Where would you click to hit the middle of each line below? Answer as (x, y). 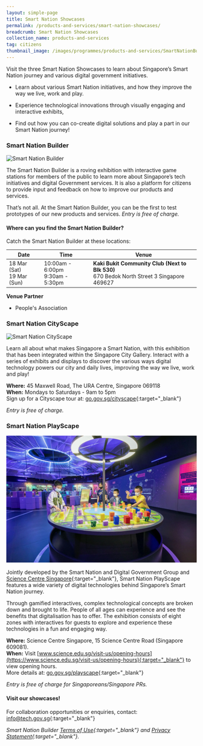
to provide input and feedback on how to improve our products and (90, 190)
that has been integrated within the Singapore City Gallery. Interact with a (98, 355)
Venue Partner (25, 296)
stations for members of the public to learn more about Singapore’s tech (96, 177)
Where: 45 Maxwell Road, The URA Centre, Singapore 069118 (83, 385)
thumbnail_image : (28, 51)
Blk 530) (104, 270)
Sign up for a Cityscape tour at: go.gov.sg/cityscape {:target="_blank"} (94, 398)
